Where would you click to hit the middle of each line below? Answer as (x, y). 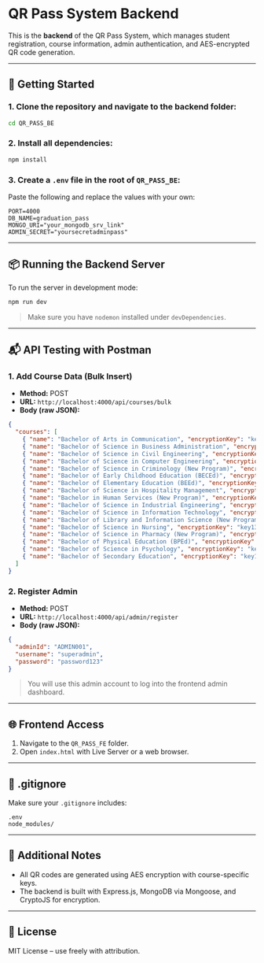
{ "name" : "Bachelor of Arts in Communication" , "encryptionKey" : (133, 439)
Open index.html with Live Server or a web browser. (104, 752)
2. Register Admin (43, 591)
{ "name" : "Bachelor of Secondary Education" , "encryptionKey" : (130, 557)
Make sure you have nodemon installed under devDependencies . (126, 317)
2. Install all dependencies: (60, 143)
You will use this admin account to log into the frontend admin (127, 684)
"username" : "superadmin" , (59, 654)
